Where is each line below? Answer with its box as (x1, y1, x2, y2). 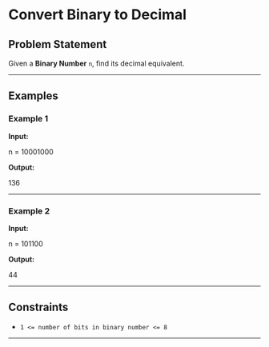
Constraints (8, 301, 69, 314)
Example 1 (8, 114, 49, 125)
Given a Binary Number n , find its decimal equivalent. (8, 58, 185, 68)
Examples (8, 90, 58, 103)
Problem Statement (8, 38, 107, 51)
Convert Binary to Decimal (8, 6, 187, 24)
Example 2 (8, 205, 50, 217)
